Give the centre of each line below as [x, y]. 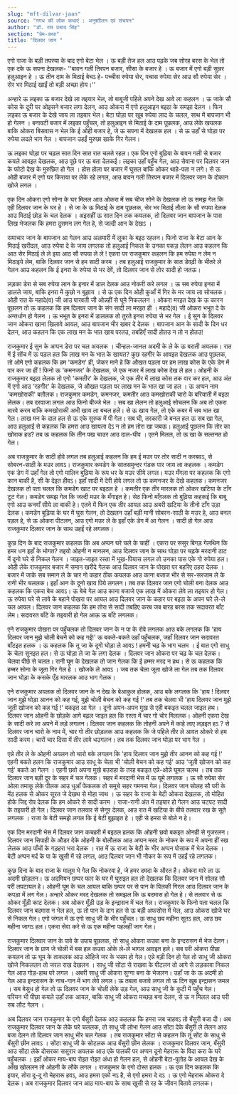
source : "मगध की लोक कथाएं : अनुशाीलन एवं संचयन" [71, 21]
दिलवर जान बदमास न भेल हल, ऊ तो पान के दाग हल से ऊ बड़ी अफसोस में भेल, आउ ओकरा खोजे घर [119, 911]
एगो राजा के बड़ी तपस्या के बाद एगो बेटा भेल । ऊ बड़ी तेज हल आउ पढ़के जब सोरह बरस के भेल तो [116, 61]
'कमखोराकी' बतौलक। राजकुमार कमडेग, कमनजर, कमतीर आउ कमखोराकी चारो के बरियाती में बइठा [118, 394]
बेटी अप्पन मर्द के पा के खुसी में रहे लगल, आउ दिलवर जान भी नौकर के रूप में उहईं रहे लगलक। [112, 856]
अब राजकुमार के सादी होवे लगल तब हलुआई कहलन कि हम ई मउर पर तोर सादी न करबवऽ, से [110, 457]
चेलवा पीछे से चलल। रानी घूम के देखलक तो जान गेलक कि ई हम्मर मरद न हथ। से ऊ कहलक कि [115, 661]
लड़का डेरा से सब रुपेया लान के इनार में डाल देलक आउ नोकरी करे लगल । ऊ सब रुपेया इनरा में [114, 284]
